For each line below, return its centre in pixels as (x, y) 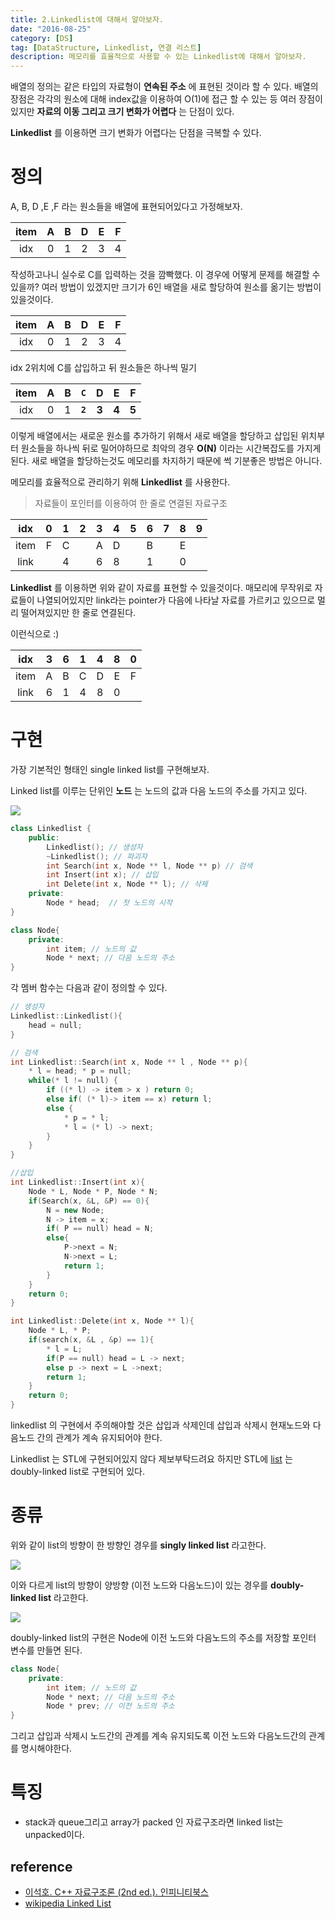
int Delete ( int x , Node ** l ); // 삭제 (127, 884)
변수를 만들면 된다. (46, 1650)
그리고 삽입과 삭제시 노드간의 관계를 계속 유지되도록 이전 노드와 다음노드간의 (158, 1736)
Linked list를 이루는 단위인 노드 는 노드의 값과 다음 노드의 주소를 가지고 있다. (159, 790)
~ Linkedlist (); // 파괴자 (97, 856)
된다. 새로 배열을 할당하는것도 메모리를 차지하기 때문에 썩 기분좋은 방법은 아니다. (166, 461)
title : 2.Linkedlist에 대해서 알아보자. (87, 19)
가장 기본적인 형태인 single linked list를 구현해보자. (110, 769)
